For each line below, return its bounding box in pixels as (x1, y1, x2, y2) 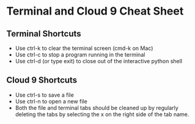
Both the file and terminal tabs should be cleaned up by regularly (15, 104, 178, 111)
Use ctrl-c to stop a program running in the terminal (15, 51, 145, 58)
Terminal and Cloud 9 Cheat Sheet (6, 4, 184, 18)
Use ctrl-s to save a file (15, 91, 75, 98)
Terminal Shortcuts (6, 29, 81, 39)
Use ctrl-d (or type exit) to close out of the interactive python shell (15, 58, 182, 64)
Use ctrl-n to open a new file (15, 97, 87, 105)
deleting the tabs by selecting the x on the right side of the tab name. (15, 111, 189, 118)
